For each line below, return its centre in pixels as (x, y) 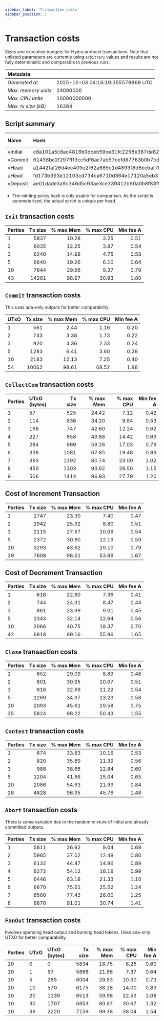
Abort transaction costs (41, 810)
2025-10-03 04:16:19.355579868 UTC (104, 83)
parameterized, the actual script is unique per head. (64, 201)
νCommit (18, 160)
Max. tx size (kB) (27, 107)
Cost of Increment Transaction (52, 494)
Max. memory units (30, 90)
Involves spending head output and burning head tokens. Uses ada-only (78, 932)
